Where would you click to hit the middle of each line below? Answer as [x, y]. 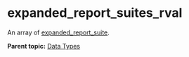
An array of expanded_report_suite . [59, 32]
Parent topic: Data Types [44, 46]
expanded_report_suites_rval [95, 13]
